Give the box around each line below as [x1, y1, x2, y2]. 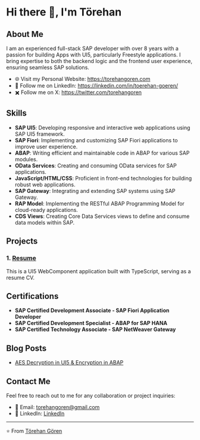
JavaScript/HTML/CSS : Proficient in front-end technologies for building [14, 174, 192, 182]
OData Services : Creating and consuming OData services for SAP [14, 162, 177, 169]
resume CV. [6, 274, 35, 281]
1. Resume [6, 254, 37, 263]
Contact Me [6, 376, 51, 386]
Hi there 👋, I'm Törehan [6, 5, 122, 19]
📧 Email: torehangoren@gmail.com [14, 403, 100, 410]
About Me [6, 29, 43, 39]
